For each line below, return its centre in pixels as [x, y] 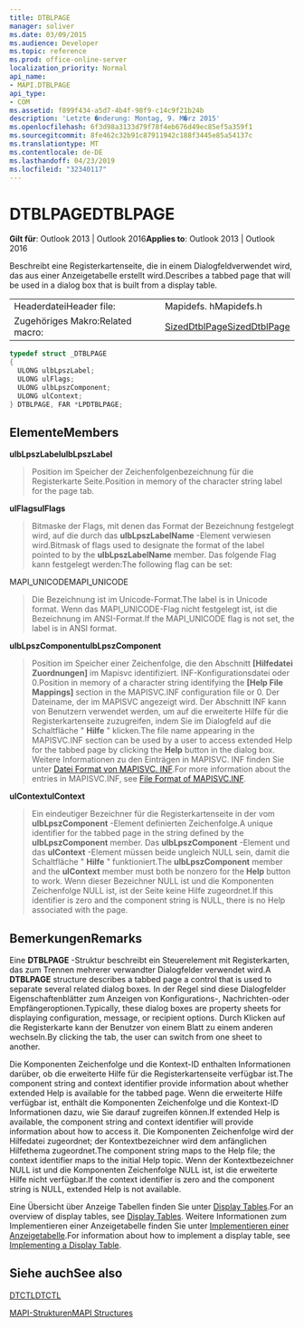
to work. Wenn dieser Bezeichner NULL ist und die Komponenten [152, 881]
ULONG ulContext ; [50, 396]
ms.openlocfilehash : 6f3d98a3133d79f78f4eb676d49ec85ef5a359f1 [131, 128]
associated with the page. [80, 910]
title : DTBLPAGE [40, 18]
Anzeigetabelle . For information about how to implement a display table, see [150, 1236]
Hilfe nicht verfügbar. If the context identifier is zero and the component [142, 1180]
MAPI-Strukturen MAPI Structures [71, 1313]
